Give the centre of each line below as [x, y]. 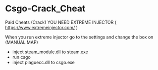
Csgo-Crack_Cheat [45, 9]
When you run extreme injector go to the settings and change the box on [79, 37]
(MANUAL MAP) [22, 42]
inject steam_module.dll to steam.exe [50, 52]
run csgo [21, 57]
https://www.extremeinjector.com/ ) [42, 27]
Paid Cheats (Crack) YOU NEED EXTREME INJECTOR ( [61, 22]
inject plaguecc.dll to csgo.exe [44, 62]
